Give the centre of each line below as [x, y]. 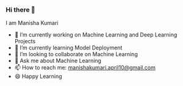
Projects [25, 41]
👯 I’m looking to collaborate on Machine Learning [76, 54]
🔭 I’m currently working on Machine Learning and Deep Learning [96, 35]
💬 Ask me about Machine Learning [58, 61]
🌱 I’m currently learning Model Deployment [68, 48]
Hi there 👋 [21, 10]
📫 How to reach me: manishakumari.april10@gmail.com [85, 68]
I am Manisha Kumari [32, 23]
